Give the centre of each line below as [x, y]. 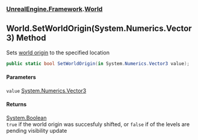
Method [31, 38]
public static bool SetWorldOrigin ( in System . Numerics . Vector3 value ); [98, 63]
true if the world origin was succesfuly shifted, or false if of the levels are [98, 124]
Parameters [21, 77]
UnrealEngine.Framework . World [54, 9]
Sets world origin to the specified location [58, 52]
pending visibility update [37, 131]
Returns [17, 104]
